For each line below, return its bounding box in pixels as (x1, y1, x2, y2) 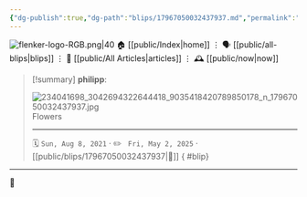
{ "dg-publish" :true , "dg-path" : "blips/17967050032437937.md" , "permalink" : (9, 13, 297, 23)
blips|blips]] (9, 52, 55, 64)
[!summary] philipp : (31, 74, 108, 85)
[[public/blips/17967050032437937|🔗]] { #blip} (31, 150, 210, 161)
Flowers (31, 110, 62, 121)
